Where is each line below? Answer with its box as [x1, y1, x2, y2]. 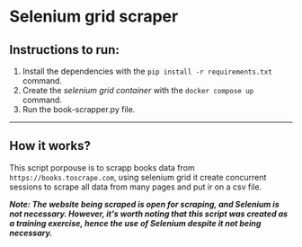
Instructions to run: [9, 42, 120, 57]
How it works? [9, 138, 92, 154]
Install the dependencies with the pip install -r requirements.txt [22, 66, 272, 76]
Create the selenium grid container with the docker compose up [22, 85, 254, 95]
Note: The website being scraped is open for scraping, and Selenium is [9, 198, 280, 209]
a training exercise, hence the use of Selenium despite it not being [9, 217, 262, 228]
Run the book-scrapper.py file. [22, 104, 136, 114]
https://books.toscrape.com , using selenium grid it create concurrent [9, 172, 267, 182]
